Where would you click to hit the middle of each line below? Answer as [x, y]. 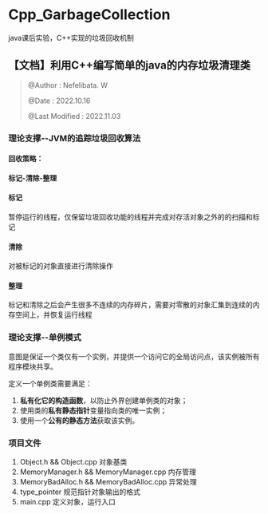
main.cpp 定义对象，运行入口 [67, 502]
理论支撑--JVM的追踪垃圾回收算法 [75, 138]
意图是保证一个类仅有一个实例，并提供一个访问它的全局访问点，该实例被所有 [134, 356]
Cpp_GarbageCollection [89, 15]
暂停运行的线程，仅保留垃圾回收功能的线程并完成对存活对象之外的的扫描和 [130, 217]
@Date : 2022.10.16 [59, 101]
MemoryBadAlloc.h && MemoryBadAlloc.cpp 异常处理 [108, 482]
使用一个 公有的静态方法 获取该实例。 [79, 420]
